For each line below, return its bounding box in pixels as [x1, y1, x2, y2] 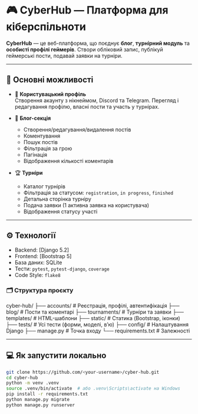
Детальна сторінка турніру [23, 195, 91, 203]
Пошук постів [23, 138, 58, 145]
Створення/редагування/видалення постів [23, 126, 131, 133]
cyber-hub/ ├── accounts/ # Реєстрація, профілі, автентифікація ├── [6, 302, 180, 309]
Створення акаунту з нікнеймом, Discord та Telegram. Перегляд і [14, 97, 179, 104]
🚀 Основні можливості [6, 75, 94, 85]
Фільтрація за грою [23, 145, 72, 152]
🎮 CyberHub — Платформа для [6, 4, 169, 17]
